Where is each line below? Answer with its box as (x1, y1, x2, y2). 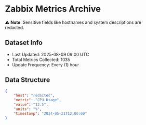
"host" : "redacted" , (13, 93, 55, 98)
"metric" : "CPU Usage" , (13, 98, 62, 103)
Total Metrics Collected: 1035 (12, 57, 70, 62)
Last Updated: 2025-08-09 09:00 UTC (12, 51, 89, 57)
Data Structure (5, 76, 51, 84)
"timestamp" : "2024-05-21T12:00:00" (13, 111, 88, 116)
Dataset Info (5, 39, 43, 47)
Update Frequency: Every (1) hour (12, 62, 80, 67)
